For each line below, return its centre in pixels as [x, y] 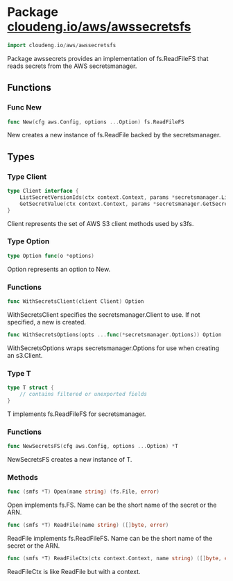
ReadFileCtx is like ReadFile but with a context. [74, 571]
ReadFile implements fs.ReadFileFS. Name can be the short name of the [110, 538]
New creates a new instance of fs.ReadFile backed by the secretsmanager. [114, 135]
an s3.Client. [25, 355]
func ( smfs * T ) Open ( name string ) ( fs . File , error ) [83, 492]
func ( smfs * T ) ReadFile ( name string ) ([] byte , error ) [88, 525]
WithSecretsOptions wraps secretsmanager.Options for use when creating [113, 348]
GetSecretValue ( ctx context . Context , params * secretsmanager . [111, 204]
